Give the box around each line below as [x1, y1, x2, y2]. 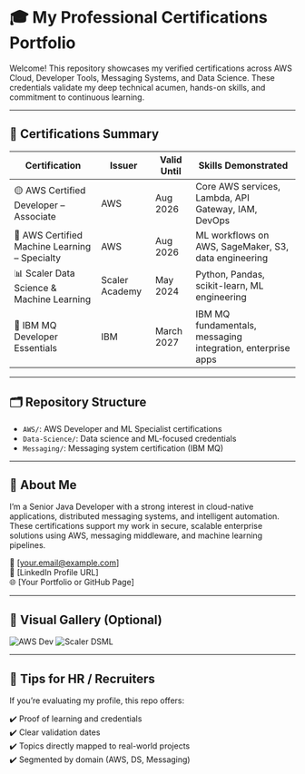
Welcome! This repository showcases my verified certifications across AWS [9, 63, 292, 73]
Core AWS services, [194, 180, 281, 192]
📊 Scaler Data [14, 267, 75, 279]
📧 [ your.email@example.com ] [9, 557, 120, 568]
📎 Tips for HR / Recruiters [9, 671, 156, 686]
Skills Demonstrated [198, 159, 289, 171]
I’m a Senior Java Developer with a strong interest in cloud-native [9, 501, 254, 513]
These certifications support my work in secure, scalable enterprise [9, 521, 263, 532]
